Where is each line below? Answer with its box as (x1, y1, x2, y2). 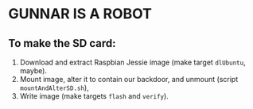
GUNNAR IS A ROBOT (8, 5, 153, 23)
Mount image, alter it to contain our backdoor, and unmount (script (19, 75, 239, 84)
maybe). (19, 66, 48, 76)
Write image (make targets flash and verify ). (19, 91, 169, 100)
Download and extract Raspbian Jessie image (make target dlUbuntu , (19, 57, 246, 67)
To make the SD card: (8, 37, 117, 50)
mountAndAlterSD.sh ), (19, 83, 89, 92)
